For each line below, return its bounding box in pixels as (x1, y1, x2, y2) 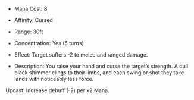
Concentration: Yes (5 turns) (14, 40, 84, 46)
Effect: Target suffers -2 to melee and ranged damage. (14, 51, 148, 58)
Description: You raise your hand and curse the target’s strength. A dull (14, 62, 189, 70)
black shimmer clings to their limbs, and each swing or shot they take (14, 69, 184, 76)
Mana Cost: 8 (14, 5, 48, 12)
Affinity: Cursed (14, 17, 53, 23)
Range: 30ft (14, 28, 43, 35)
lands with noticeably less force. (14, 76, 94, 82)
